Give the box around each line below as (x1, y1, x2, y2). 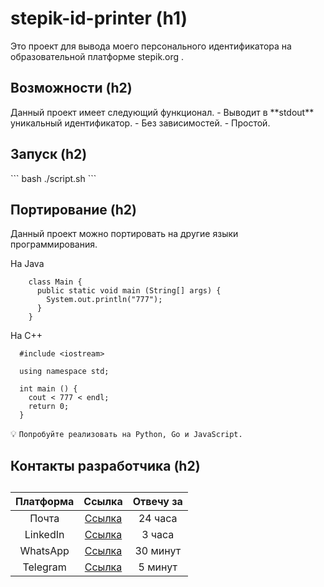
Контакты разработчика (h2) (10, 457, 201, 474)
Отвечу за (132, 495, 183, 509)
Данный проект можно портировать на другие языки (10, 228, 239, 240)
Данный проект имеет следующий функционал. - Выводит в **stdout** (10, 106, 315, 118)
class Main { (28, 277, 83, 287)
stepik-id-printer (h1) (10, 7, 188, 30)
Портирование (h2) (10, 201, 137, 218)
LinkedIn (24, 528, 65, 542)
